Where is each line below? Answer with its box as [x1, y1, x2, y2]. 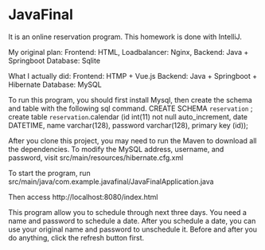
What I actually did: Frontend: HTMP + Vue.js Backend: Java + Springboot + [8, 71, 258, 80]
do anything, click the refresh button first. [8, 232, 145, 242]
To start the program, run [8, 168, 91, 178]
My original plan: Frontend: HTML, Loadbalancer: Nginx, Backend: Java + [8, 47, 249, 57]
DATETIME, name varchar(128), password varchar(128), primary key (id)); [8, 120, 249, 130]
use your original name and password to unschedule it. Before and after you [8, 225, 257, 234]
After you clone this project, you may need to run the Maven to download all [8, 135, 257, 145]
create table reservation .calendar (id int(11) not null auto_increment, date [8, 111, 248, 121]
